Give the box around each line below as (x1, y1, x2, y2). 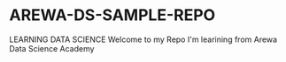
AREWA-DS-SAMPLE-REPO (9, 5, 216, 25)
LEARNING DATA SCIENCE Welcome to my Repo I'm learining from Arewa (9, 34, 277, 45)
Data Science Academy (9, 43, 95, 53)
